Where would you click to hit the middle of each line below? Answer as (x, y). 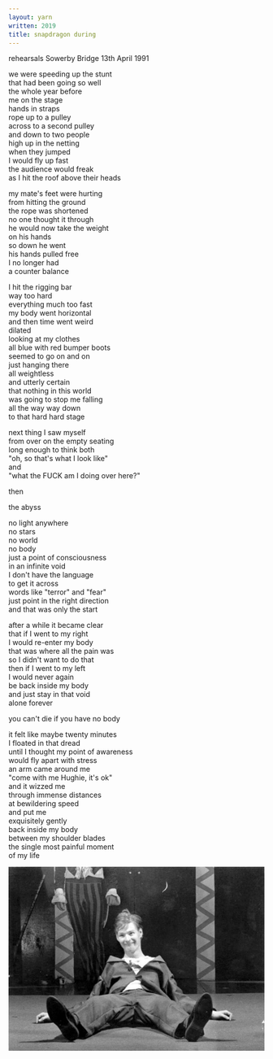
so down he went (37, 246)
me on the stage (36, 100)
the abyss (25, 508)
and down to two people (49, 135)
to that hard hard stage (47, 417)
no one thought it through (51, 220)
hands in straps (34, 109)
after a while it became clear (56, 625)
